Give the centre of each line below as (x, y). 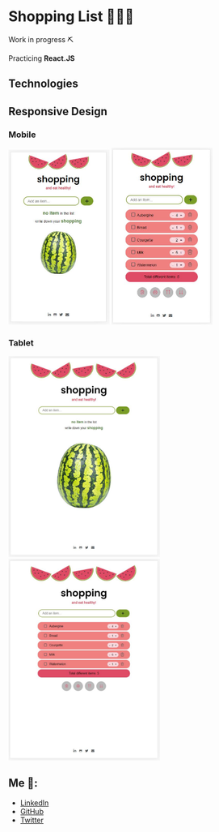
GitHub (32, 811)
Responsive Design (58, 112)
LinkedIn (34, 803)
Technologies (44, 84)
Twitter (32, 820)
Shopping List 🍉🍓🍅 (72, 17)
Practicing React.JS (42, 58)
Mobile (22, 135)
